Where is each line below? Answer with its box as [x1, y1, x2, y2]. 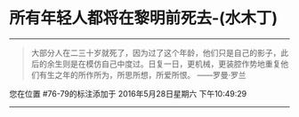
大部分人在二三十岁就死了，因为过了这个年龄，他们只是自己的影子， [30, 47, 281, 58]
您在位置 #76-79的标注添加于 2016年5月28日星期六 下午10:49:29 [9, 88, 247, 98]
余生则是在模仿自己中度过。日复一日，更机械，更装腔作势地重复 [46, 58, 281, 69]
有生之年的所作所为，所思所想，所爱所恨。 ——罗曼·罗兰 [38, 69, 246, 80]
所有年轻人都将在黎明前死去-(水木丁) [9, 8, 279, 28]
